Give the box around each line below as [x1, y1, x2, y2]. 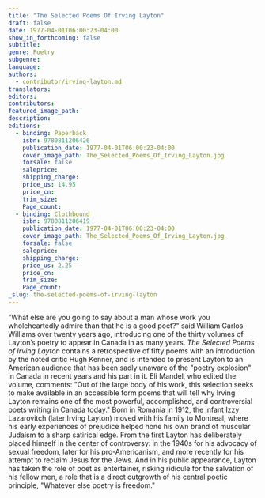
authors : [8, 70, 37, 78]
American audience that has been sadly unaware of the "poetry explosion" [8, 363, 252, 372]
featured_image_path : [8, 108, 80, 115]
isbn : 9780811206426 [22, 136, 90, 145]
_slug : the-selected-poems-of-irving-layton [8, 291, 157, 299]
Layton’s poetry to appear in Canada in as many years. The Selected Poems [8, 338, 255, 347]
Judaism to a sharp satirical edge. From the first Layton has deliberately [8, 430, 243, 440]
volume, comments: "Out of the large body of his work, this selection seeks [8, 379, 254, 389]
